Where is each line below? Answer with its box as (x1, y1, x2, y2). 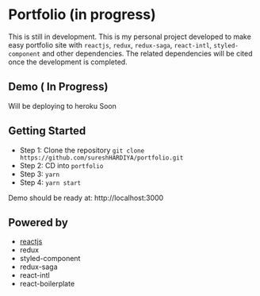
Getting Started (8, 125, 86, 138)
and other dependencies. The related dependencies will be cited (42, 48, 253, 58)
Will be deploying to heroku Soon (8, 101, 117, 110)
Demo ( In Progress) (8, 80, 109, 94)
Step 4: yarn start (19, 177, 82, 187)
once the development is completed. (8, 57, 128, 67)
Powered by (8, 216, 69, 229)
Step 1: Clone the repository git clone (19, 145, 145, 155)
